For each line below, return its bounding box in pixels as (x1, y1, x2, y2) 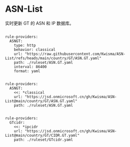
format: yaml (14, 69, 41, 73)
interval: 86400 (14, 64, 47, 69)
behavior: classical (14, 47, 56, 52)
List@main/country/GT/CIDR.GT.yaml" (5, 133, 80, 138)
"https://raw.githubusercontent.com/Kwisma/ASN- (24, 51, 126, 56)
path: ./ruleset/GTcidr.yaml (14, 137, 73, 142)
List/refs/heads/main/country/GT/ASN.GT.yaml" (5, 55, 102, 61)
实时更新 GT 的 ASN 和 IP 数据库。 (5, 20, 74, 26)
